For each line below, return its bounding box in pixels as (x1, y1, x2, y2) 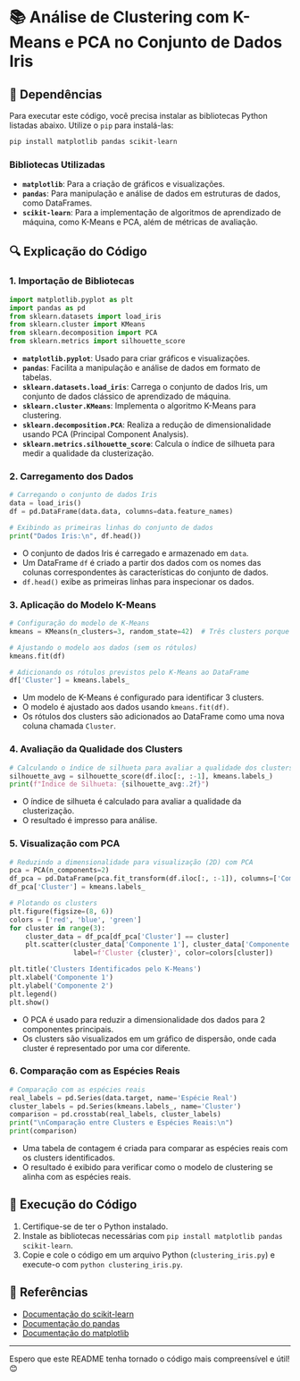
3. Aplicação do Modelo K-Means (9, 598, 156, 611)
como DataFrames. (21, 198, 93, 208)
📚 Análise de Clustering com (9, 7, 229, 28)
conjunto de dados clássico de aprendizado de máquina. (21, 391, 231, 402)
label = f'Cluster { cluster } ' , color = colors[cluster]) (72, 948, 274, 957)
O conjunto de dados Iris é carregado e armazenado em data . (21, 547, 249, 559)
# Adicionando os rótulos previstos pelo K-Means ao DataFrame (9, 668, 250, 677)
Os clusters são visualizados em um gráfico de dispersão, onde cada (21, 1033, 277, 1044)
